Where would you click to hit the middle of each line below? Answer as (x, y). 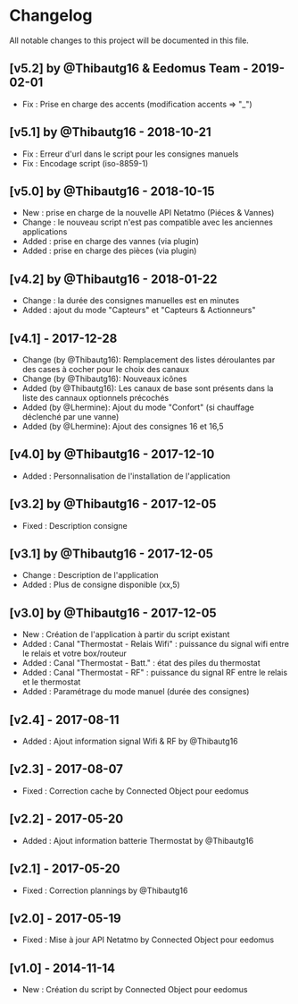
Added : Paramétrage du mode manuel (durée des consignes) (136, 692)
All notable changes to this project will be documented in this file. (129, 40)
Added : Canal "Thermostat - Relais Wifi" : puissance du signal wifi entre (156, 644)
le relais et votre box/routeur (74, 653)
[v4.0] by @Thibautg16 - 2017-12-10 (112, 454)
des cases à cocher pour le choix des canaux (106, 369)
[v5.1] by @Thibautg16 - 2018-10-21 (110, 132)
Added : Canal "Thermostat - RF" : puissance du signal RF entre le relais (155, 673)
